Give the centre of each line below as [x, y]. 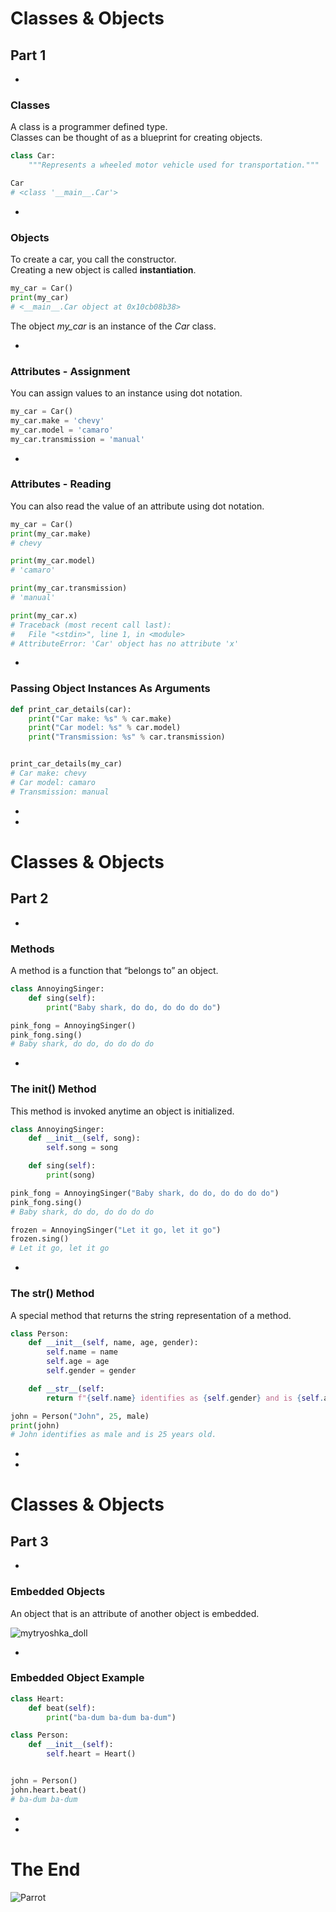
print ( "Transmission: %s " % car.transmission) [127, 737]
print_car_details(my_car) [66, 764]
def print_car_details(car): [71, 709]
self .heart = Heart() [91, 1754]
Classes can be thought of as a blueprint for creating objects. [136, 138]
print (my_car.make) [51, 533]
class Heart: [37, 1698]
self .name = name [82, 1352]
